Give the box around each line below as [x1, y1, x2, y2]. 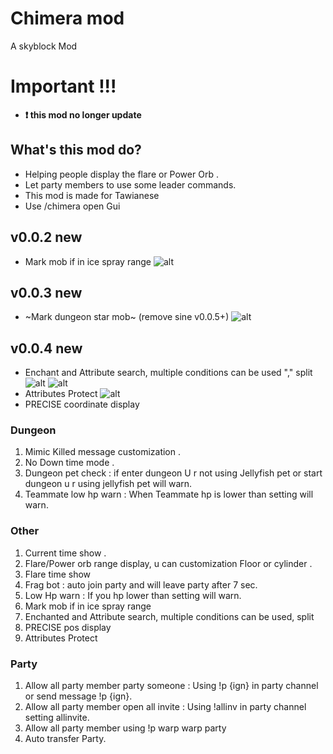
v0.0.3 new [10, 284, 83, 301]
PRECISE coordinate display [24, 398, 140, 411]
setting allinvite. [24, 712, 90, 724]
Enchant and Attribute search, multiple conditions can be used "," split [24, 367, 313, 379]
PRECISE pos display [24, 621, 112, 633]
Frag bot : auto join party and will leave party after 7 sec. [24, 578, 258, 591]
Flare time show [24, 568, 92, 580]
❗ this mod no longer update [24, 108, 142, 121]
